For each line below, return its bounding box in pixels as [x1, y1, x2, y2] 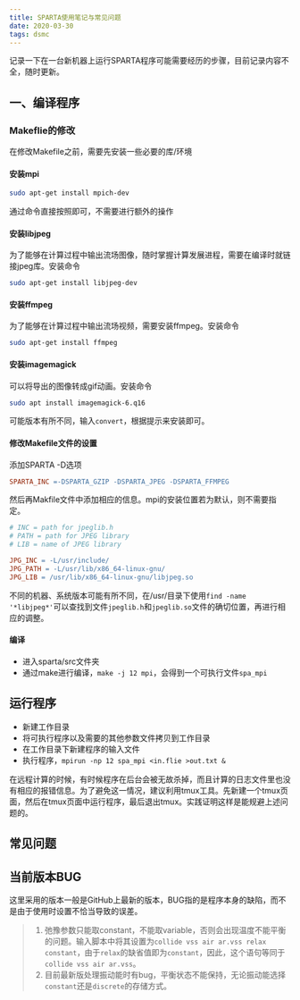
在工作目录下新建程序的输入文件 [21, 744, 140, 754]
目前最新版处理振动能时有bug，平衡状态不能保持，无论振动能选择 [44, 969, 287, 979]
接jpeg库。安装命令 [9, 261, 80, 272]
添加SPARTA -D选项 [9, 459, 82, 470]
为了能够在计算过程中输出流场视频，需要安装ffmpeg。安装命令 [9, 321, 239, 332]
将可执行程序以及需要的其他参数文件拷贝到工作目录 [21, 732, 211, 743]
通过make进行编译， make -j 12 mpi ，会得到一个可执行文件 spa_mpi [21, 667, 268, 677]
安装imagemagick [9, 358, 77, 369]
